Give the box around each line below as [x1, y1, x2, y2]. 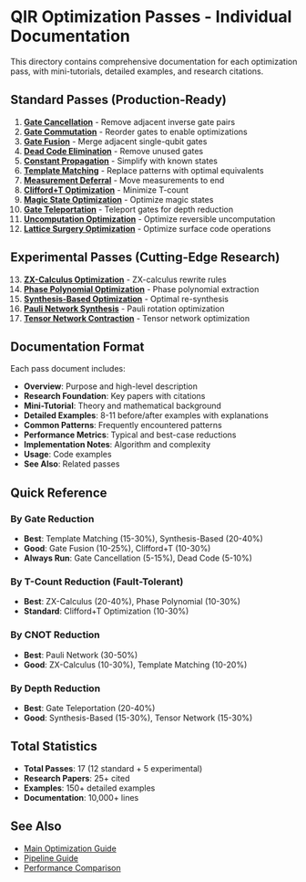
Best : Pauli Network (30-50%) [23, 649, 138, 660]
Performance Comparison [23, 862, 121, 873]
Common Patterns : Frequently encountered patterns [23, 420, 222, 431]
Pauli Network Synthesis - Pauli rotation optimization [23, 303, 225, 314]
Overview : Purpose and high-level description [23, 381, 199, 392]
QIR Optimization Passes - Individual [10, 6, 292, 27]
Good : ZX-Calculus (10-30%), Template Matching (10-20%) [23, 659, 248, 670]
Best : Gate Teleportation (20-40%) [23, 702, 156, 713]
